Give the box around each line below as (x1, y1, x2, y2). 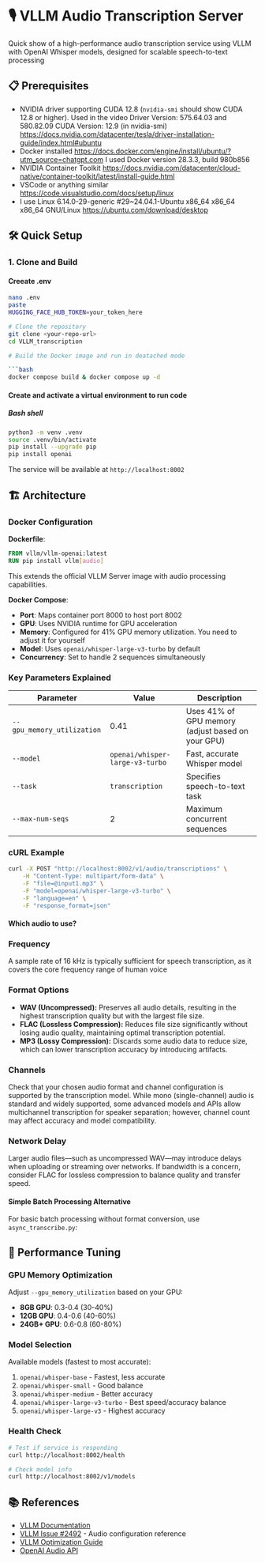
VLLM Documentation (19, 1520, 91, 1531)
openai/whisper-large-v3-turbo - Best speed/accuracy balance (19, 1398, 226, 1407)
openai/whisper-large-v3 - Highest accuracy (19, 1406, 166, 1416)
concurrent (185, 813, 227, 824)
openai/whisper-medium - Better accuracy (19, 1389, 154, 1399)
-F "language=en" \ (22, 894, 87, 902)
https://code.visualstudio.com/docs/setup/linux (19, 188, 174, 198)
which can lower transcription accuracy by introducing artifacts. (19, 1044, 228, 1054)
